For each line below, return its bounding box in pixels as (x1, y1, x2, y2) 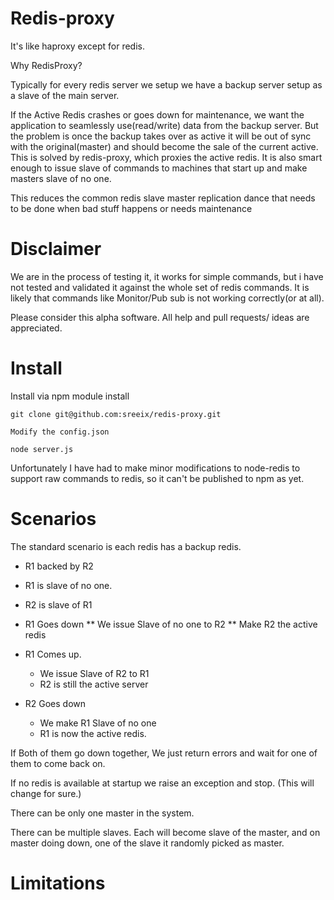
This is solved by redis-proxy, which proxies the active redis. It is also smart (10, 151, 323, 163)
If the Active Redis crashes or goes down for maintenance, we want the (10, 108, 305, 121)
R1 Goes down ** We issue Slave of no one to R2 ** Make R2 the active (24, 618, 318, 630)
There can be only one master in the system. (10, 807, 195, 819)
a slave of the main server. (10, 89, 120, 101)
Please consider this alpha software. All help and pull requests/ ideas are (10, 311, 310, 323)
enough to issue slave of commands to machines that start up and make (10, 162, 308, 174)
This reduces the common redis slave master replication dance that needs (10, 192, 316, 204)
